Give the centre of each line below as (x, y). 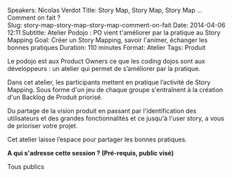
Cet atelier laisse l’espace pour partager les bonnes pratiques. (97, 139)
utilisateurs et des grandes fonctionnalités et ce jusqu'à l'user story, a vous (116, 118)
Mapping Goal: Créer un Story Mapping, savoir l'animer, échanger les (108, 40)
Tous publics (26, 167)
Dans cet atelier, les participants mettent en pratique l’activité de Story (109, 82)
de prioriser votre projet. (43, 126)
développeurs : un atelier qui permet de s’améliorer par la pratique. (104, 69)
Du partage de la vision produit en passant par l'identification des (102, 111)
